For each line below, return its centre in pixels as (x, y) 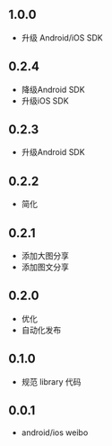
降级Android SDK (53, 89)
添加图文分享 (45, 267)
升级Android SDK (53, 152)
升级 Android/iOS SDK (62, 37)
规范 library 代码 (51, 381)
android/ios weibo (55, 432)
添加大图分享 (45, 256)
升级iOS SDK (45, 100)
